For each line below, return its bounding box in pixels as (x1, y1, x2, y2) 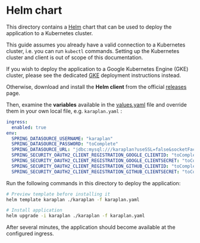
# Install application (6, 207, 62, 213)
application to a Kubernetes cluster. (6, 29, 93, 36)
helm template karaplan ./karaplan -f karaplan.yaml (6, 197, 140, 202)
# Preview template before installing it (6, 191, 111, 197)
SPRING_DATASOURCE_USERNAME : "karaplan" (11, 135, 113, 142)
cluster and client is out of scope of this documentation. (6, 54, 143, 61)
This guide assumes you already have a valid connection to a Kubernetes (6, 41, 186, 48)
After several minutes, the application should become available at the (6, 224, 176, 231)
